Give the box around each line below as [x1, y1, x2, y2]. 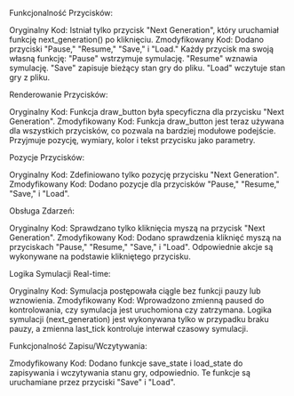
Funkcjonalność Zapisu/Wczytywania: [9, 341, 148, 351]
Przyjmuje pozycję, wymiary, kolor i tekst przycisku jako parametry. [9, 135, 256, 145]
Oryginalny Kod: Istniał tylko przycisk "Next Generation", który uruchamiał [9, 25, 280, 35]
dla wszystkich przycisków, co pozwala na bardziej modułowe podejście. [9, 125, 276, 136]
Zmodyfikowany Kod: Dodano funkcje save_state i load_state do [9, 358, 243, 368]
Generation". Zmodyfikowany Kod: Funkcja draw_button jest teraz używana [9, 116, 284, 126]
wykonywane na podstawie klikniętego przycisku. [9, 251, 191, 262]
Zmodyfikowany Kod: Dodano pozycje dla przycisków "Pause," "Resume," [9, 179, 280, 190]
